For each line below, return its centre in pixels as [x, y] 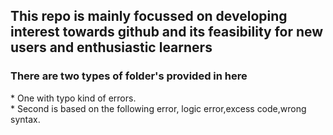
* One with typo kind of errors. [73, 98]
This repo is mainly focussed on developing [149, 16]
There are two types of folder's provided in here [129, 76]
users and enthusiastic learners [111, 47]
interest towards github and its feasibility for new [167, 32]
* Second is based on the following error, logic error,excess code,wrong [158, 108]
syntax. [25, 119]
